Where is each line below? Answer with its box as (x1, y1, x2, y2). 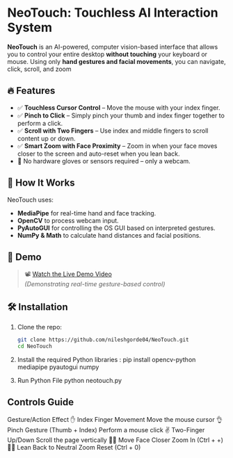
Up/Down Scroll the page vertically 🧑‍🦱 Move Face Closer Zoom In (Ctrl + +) (7, 436, 224, 444)
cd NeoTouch (17, 343, 52, 350)
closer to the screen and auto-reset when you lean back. (17, 149, 180, 158)
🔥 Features (7, 85, 56, 97)
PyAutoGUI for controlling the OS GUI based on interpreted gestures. (17, 224, 216, 232)
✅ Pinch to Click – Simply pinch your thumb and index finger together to (17, 111, 225, 120)
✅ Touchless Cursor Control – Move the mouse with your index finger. (17, 103, 220, 112)
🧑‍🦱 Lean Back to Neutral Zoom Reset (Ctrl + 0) (7, 443, 141, 451)
